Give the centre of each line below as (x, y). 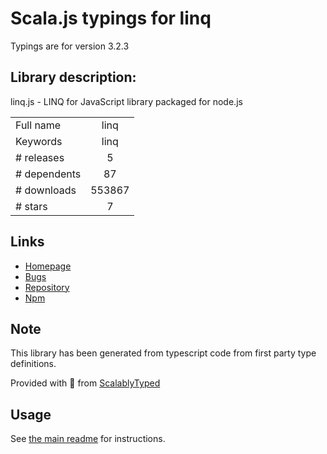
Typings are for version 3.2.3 (70, 46)
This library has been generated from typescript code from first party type (163, 353)
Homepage (48, 266)
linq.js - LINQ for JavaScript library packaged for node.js (126, 101)
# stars (31, 206)
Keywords (39, 141)
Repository (47, 287)
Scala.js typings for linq (111, 18)
